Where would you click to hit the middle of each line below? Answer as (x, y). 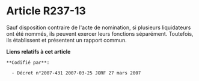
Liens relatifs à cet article (38, 51)
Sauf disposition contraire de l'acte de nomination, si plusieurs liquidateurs (99, 27)
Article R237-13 (46, 11)
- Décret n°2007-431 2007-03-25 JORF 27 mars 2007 (76, 73)
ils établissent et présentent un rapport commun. (67, 40)
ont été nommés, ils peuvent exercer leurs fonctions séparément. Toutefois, (100, 33)
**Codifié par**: (28, 63)
